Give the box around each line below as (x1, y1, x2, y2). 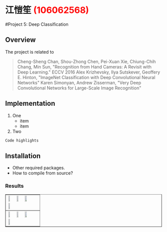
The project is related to (5, 49, 54, 55)
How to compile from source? (12, 170, 73, 176)
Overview (5, 36, 36, 44)
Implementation (5, 99, 56, 108)
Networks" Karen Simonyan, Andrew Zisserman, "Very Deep (17, 79, 142, 85)
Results (5, 182, 24, 189)
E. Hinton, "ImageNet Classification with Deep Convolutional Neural (17, 74, 156, 80)
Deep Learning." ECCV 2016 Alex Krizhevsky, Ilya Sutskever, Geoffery (17, 69, 161, 75)
